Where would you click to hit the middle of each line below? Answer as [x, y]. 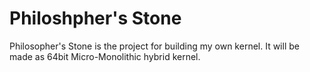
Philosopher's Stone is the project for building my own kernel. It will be [154, 46]
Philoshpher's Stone [95, 18]
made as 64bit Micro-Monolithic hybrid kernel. [105, 56]
